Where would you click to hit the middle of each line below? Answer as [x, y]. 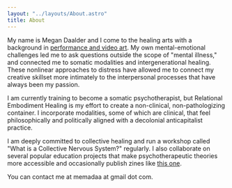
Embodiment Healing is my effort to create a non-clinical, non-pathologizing [116, 105]
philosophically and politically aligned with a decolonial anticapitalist [105, 120]
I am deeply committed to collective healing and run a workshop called [109, 141]
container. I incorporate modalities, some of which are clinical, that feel [109, 113]
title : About [26, 20]
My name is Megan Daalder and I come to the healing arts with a [100, 40]
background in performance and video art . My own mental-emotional [106, 47]
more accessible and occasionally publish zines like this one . [95, 163]
